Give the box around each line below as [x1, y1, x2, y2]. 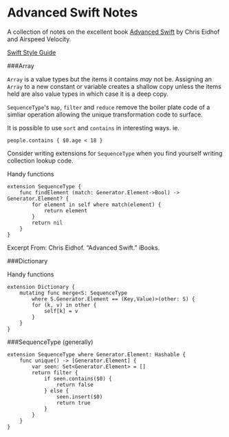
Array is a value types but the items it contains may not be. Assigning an [7, 74, 212, 83]
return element [43, 207, 88, 214]
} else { [43, 387, 69, 394]
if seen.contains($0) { [43, 375, 112, 382]
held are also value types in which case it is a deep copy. [7, 90, 168, 98]
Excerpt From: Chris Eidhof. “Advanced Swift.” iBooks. [7, 243, 160, 252]
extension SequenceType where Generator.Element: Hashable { [7, 351, 186, 358]
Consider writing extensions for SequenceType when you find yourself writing [7, 149, 223, 157]
